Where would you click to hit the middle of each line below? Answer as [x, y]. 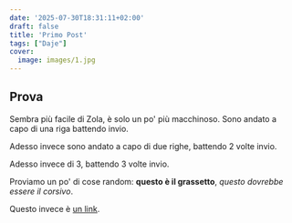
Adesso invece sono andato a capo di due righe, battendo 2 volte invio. [143, 146]
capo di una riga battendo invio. [69, 128]
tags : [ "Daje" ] [38, 43]
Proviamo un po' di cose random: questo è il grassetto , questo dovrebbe [146, 181]
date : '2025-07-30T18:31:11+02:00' [77, 18]
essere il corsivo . [42, 191]
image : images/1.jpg [57, 60]
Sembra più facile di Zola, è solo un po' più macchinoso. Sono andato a [143, 118]
